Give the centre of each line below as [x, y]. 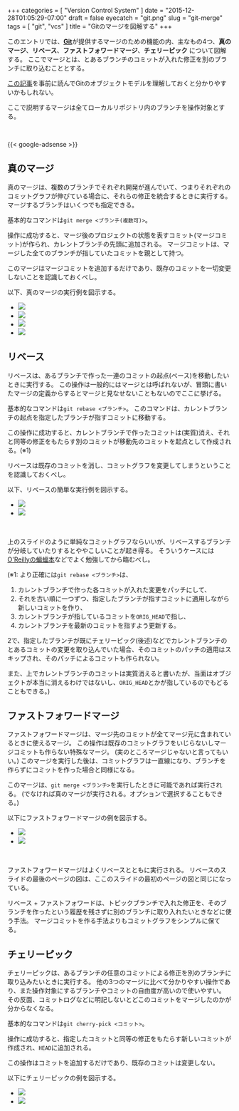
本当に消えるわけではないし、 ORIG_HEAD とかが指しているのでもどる [130, 682]
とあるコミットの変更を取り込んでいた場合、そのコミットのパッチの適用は [116, 649]
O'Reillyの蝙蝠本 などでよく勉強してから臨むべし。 [81, 559]
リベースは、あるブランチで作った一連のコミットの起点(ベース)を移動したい [118, 375]
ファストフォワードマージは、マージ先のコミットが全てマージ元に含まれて [116, 734]
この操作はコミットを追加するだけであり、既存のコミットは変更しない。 [113, 1063]
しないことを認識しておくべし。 [54, 277]
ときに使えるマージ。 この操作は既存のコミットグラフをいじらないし [114, 743]
